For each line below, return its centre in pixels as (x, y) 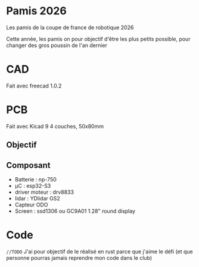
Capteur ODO (32, 205)
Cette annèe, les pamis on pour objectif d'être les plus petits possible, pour (98, 39)
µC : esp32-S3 (33, 186)
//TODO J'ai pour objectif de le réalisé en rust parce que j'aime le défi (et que (100, 252)
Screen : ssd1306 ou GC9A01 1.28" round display (75, 211)
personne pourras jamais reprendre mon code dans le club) (79, 257)
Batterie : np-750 (35, 180)
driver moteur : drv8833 (44, 192)
